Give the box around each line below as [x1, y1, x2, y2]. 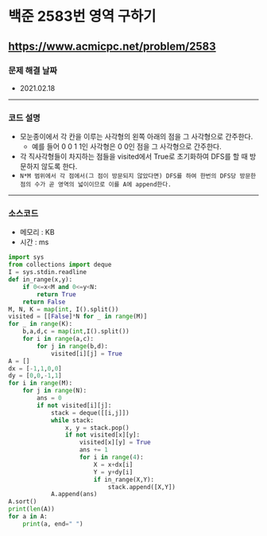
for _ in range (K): [8, 320, 73, 328]
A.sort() [8, 498, 37, 506]
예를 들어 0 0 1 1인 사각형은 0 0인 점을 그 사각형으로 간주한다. [31, 142, 222, 151]
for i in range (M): [8, 379, 73, 387]
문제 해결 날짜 [8, 65, 58, 76]
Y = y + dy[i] [93, 468, 133, 476]
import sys [8, 253, 44, 261]
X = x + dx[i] [93, 460, 133, 468]
